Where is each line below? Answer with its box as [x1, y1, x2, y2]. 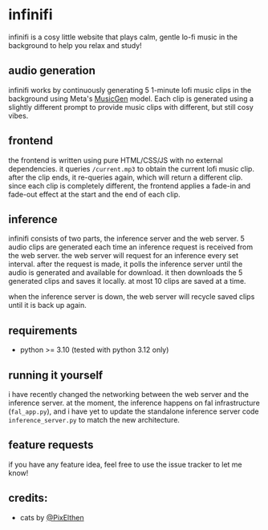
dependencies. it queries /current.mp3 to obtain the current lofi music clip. [8, 164, 255, 173]
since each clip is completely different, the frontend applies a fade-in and [8, 180, 251, 190]
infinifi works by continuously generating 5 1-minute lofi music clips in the [8, 85, 252, 95]
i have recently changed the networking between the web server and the [8, 390, 249, 399]
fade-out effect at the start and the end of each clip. [8, 189, 181, 199]
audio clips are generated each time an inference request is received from [8, 242, 254, 252]
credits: [8, 492, 48, 505]
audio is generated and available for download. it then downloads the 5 [8, 268, 243, 277]
